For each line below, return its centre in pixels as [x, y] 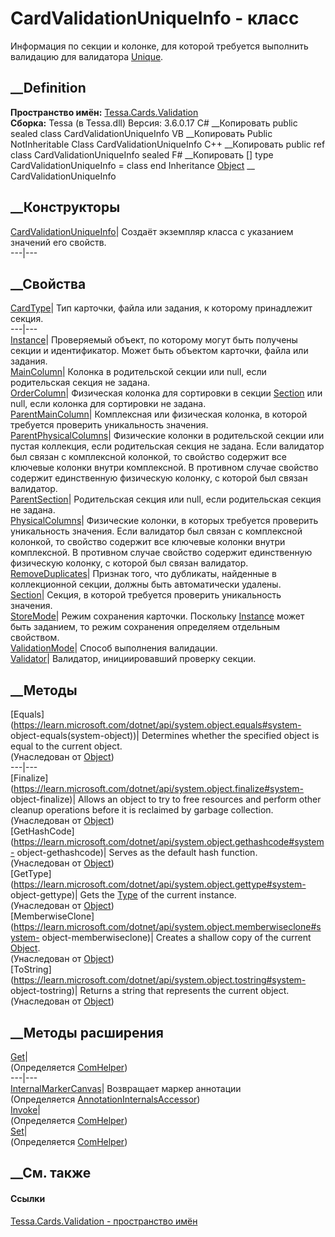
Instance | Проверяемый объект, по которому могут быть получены [154, 340]
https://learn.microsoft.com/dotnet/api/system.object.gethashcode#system [169, 842]
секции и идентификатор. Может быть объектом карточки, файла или [159, 351]
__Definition [48, 88]
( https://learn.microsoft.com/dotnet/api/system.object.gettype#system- [158, 884]
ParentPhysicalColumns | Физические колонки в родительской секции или [167, 436]
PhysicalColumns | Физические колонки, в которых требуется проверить [164, 521]
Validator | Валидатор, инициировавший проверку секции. [133, 659]
